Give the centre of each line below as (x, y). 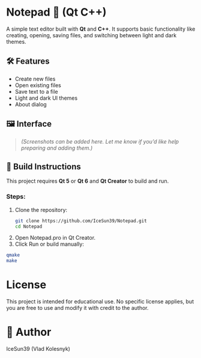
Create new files (35, 79)
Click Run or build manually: (49, 244)
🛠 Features (28, 62)
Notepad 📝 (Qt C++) (56, 12)
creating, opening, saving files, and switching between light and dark (91, 35)
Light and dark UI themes (46, 98)
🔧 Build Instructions (43, 167)
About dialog (31, 104)
